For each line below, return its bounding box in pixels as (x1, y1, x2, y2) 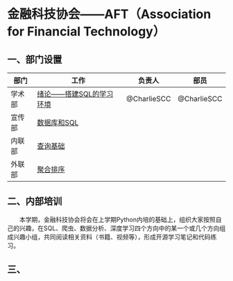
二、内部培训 (7, 196, 62, 207)
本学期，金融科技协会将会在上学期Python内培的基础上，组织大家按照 (19, 215, 216, 223)
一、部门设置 (7, 53, 62, 65)
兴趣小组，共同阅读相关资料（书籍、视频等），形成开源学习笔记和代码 (12, 232, 211, 241)
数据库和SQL (37, 118, 79, 127)
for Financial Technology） (7, 24, 166, 40)
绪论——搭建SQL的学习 (37, 90, 114, 99)
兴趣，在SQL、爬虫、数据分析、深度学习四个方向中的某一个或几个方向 (19, 223, 220, 232)
